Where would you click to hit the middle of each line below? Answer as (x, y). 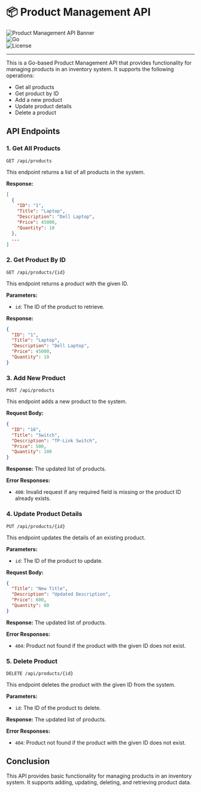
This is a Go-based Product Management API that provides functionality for (99, 63)
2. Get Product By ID (36, 260)
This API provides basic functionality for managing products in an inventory (99, 776)
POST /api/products (31, 390)
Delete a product (36, 113)
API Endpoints (33, 131)
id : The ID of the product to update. (59, 560)
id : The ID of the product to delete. (58, 708)
